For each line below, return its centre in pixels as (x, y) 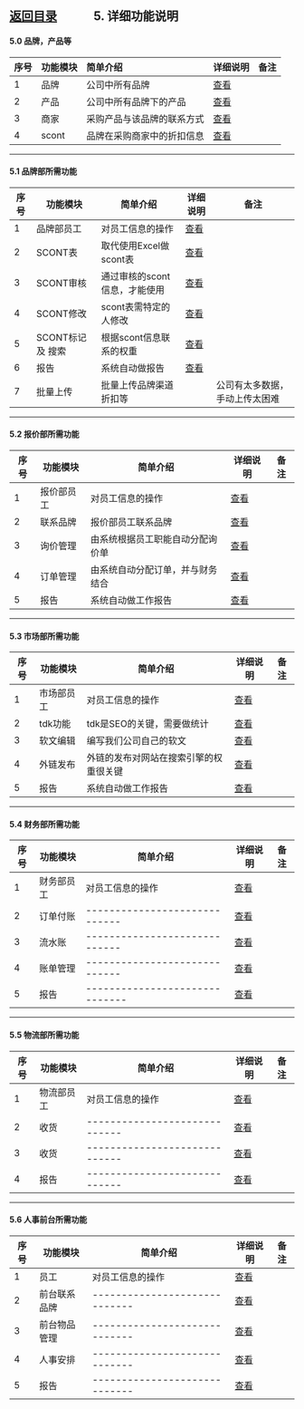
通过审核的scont (135, 276)
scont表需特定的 (135, 306)
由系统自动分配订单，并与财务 (154, 569)
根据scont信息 (131, 337)
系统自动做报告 (133, 368)
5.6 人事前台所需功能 (48, 1220)
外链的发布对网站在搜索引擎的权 (155, 758)
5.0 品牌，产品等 (41, 41)
